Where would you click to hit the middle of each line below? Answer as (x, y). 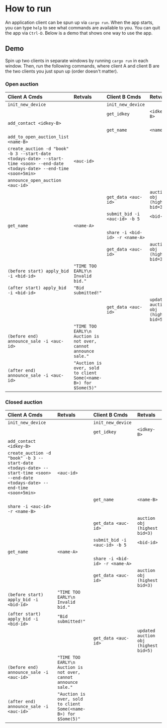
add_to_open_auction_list (38, 137)
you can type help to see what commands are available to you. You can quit (83, 27)
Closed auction (24, 402)
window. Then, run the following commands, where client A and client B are (83, 66)
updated (146, 631)
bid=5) (145, 651)
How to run (28, 9)
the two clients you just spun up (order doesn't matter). (62, 71)
